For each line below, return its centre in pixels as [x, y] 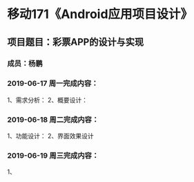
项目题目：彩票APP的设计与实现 [75, 42]
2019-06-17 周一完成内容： [53, 84]
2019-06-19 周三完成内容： [53, 156]
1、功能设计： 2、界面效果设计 [51, 136]
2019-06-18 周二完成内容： [53, 120]
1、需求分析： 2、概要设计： [48, 100]
